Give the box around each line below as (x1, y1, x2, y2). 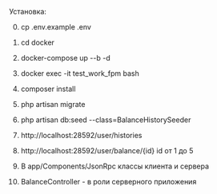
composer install (20, 84, 76, 93)
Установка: (9, 7, 47, 16)
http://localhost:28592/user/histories (20, 131, 143, 140)
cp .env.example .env (20, 22, 91, 31)
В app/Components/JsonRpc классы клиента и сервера (20, 161, 210, 171)
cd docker (20, 38, 55, 47)
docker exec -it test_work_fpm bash (20, 69, 139, 78)
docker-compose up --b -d (20, 53, 111, 62)
